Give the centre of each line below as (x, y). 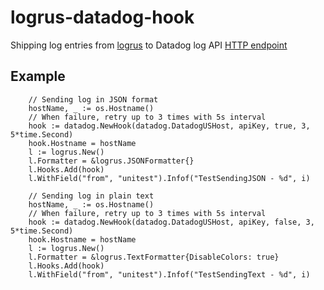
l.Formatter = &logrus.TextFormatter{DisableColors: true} (154, 257)
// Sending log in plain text (91, 196)
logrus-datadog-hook (102, 17)
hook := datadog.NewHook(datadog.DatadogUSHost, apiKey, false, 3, (171, 222)
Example (38, 76)
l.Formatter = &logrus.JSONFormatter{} (111, 161)
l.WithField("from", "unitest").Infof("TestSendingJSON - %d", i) (169, 178)
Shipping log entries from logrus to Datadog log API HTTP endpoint (149, 45)
